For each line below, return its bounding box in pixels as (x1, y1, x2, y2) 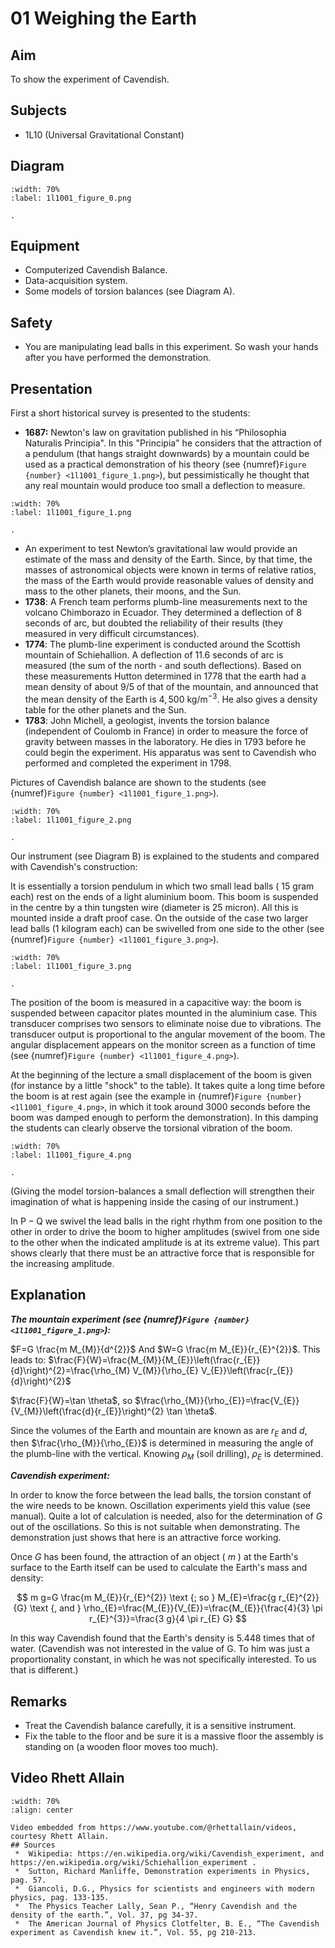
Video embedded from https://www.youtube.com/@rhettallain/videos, (10, 1822, 298, 1832)
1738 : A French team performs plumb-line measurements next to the (24, 596, 308, 608)
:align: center (10, 1805, 74, 1815)
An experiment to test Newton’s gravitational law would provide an (24, 543, 298, 555)
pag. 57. (10, 1875, 47, 1885)
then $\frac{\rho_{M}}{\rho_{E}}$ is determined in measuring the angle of (10, 1437, 314, 1449)
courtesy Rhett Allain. (10, 1831, 110, 1841)
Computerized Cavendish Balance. (24, 264, 168, 276)
